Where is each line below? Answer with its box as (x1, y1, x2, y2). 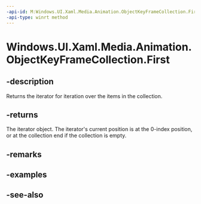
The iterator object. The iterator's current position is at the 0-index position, (6, 126, 193, 133)
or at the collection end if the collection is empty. (6, 132, 127, 139)
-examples (6, 170, 47, 180)
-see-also (6, 190, 44, 200)
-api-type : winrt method (6, 14, 68, 20)
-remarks (6, 149, 42, 159)
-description (6, 77, 54, 87)
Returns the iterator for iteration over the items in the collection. (6, 92, 163, 99)
